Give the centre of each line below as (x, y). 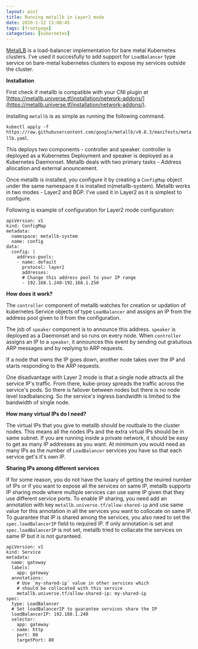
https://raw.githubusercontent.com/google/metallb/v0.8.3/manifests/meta (99, 132)
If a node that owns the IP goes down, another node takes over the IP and (95, 360)
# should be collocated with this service (70, 589)
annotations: (27, 578)
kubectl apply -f (27, 127)
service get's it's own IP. (36, 457)
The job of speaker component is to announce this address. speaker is (91, 329)
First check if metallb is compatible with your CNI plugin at (77, 92)
